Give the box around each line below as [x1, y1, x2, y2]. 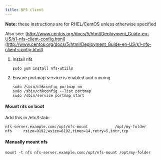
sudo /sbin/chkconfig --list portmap [12, 88, 91, 94]
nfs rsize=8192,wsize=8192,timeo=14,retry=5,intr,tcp [5, 128, 128, 134]
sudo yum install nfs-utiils [12, 66, 73, 71]
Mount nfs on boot [5, 103, 44, 110]
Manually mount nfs [5, 139, 48, 145]
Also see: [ [5, 30, 27, 36]
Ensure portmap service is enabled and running [12, 74, 110, 80]
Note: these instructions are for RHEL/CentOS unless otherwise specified [5, 21, 156, 27]
